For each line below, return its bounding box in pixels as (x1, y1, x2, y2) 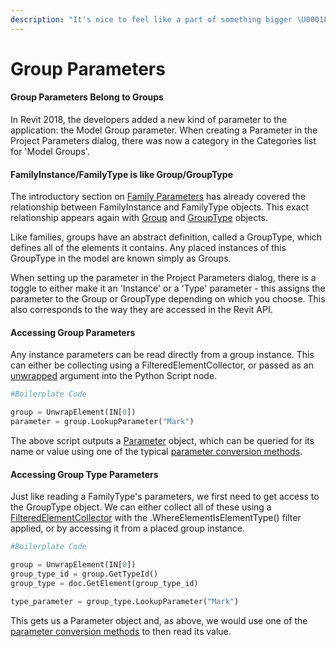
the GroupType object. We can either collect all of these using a (10, 501, 272, 513)
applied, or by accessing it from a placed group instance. (10, 522, 246, 535)
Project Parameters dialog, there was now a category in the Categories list (10, 135, 317, 147)
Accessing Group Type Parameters (10, 468, 159, 480)
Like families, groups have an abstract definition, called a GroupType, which (10, 231, 323, 243)
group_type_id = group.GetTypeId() (10, 569, 159, 579)
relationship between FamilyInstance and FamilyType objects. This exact (10, 201, 309, 213)
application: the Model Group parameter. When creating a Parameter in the (10, 124, 318, 136)
